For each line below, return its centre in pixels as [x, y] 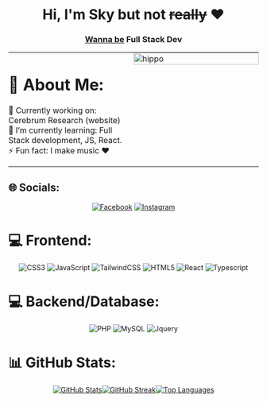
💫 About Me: [56, 85]
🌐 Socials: [34, 188]
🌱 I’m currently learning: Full [60, 130]
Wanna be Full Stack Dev [133, 40]
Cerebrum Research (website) [64, 120]
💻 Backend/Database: [84, 301]
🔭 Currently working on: [52, 110]
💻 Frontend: [50, 240]
